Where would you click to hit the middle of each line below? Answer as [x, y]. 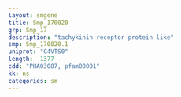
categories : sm [33, 81]
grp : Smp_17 [28, 30]
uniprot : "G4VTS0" [38, 52]
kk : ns [19, 74]
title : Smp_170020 [38, 23]
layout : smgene [33, 15]
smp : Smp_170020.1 [38, 45]
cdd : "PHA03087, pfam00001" [54, 66]
